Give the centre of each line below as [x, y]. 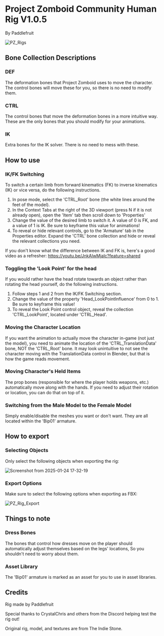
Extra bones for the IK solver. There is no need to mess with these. [72, 145]
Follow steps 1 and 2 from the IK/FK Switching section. [67, 294]
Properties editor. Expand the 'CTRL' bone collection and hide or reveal [84, 236]
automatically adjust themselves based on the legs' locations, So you [75, 548]
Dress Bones [20, 533]
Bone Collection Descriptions [51, 58]
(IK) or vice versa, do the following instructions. [53, 190]
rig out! [12, 619]
